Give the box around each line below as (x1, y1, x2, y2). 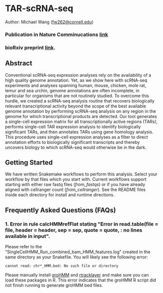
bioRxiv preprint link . (5, 44, 55, 51)
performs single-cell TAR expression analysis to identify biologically (5, 123, 141, 129)
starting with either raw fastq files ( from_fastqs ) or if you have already (5, 182, 145, 188)
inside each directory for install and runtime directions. (5, 192, 115, 198)
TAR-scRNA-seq (5, 3, 73, 14)
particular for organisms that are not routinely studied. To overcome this (5, 93, 149, 99)
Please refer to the (5, 244, 42, 250)
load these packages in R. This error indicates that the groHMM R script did (5, 277, 157, 283)
